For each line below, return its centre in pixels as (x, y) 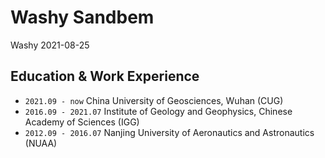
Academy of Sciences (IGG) (82, 122)
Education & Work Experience (105, 76)
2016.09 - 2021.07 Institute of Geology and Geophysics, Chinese (158, 111)
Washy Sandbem (82, 17)
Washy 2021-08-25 (50, 45)
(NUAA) (41, 143)
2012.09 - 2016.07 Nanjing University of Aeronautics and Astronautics (169, 132)
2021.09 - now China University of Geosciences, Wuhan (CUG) (154, 100)
